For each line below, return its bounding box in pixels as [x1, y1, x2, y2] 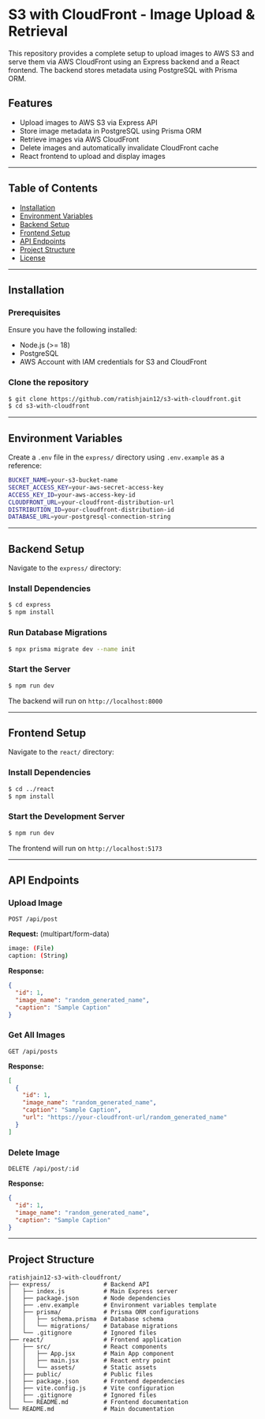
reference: [8, 461, 42, 471]
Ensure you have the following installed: [8, 325, 138, 335]
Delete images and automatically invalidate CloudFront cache [19, 142, 219, 152]
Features [8, 96, 53, 110]
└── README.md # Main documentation [8, 1406, 175, 1413]
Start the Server [8, 664, 71, 675]
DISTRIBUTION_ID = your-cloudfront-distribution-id [8, 505, 175, 513]
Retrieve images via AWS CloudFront [19, 134, 140, 144]
